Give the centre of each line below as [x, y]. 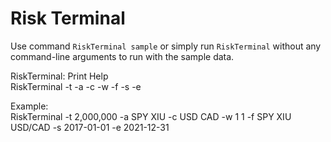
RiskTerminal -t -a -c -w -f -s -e [76, 86]
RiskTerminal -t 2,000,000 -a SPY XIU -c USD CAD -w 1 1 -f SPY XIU [151, 116]
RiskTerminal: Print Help [59, 76]
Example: [29, 106]
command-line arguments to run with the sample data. [122, 56]
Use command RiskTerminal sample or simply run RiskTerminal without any [166, 46]
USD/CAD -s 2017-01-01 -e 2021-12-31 [90, 127]
